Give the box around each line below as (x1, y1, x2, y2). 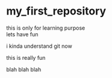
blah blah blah (6, 65, 42, 73)
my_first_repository (6, 4, 107, 18)
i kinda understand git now (6, 42, 72, 50)
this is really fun (6, 54, 46, 61)
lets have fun (6, 30, 39, 37)
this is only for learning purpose (6, 24, 86, 31)
